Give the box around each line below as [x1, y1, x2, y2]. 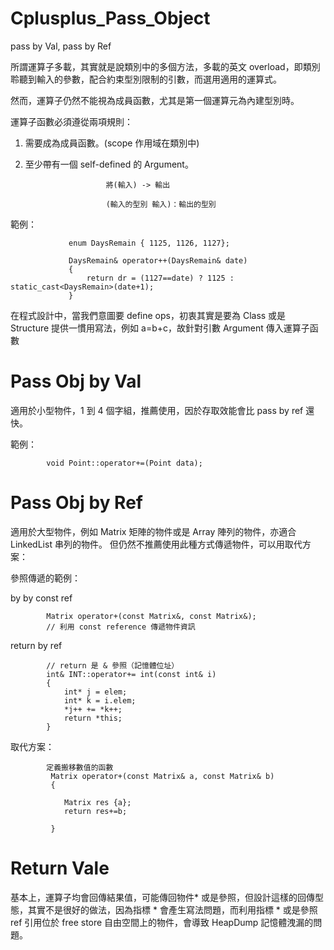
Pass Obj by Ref [10, 492, 143, 514]
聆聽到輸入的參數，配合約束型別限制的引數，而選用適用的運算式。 [10, 73, 282, 85]
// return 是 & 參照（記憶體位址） [46, 660, 180, 671]
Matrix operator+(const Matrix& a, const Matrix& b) [50, 771, 275, 781]
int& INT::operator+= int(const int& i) [46, 669, 217, 679]
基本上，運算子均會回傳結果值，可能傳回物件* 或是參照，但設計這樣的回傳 [10, 891, 315, 903]
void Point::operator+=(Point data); [46, 458, 203, 468]
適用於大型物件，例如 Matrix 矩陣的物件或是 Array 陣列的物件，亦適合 [10, 525, 297, 537]
